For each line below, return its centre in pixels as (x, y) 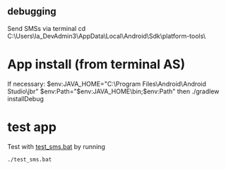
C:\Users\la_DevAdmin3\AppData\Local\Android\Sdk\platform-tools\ (107, 36)
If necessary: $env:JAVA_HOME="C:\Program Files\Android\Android (107, 84)
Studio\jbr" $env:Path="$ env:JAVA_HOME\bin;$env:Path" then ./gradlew (113, 91)
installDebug (26, 98)
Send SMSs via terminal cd (47, 28)
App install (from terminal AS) (96, 64)
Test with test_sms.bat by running (56, 146)
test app (32, 127)
